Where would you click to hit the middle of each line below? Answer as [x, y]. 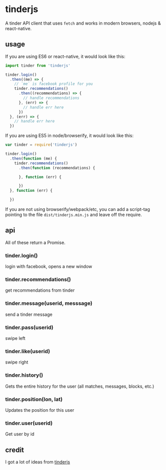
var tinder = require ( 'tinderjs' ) [41, 145]
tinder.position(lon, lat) [34, 399]
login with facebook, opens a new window [49, 267]
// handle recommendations [51, 98]
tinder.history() [24, 375]
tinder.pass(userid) [29, 327]
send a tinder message [29, 314]
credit [15, 450]
